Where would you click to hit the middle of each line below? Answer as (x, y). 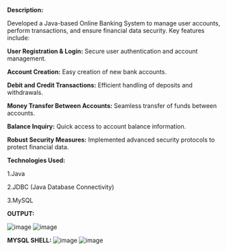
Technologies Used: (36, 160)
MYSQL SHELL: (29, 240)
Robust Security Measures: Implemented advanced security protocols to (111, 140)
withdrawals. (25, 92)
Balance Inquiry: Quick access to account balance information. (97, 126)
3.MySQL (20, 200)
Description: (25, 10)
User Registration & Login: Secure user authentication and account (103, 51)
